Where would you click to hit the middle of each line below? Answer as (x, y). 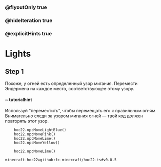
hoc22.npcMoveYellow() (37, 143)
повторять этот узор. (27, 121)
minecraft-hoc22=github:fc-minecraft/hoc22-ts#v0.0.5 (61, 160)
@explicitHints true (29, 33)
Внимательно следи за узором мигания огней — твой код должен (74, 116)
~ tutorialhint (19, 100)
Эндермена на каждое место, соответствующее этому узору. (70, 88)
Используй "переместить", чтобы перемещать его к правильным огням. (81, 110)
